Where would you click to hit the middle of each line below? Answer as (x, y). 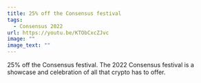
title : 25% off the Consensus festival (64, 13)
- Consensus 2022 (38, 26)
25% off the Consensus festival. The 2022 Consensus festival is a (101, 65)
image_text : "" (29, 45)
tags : (15, 20)
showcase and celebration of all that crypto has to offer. (86, 72)
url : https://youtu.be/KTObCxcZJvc (58, 33)
